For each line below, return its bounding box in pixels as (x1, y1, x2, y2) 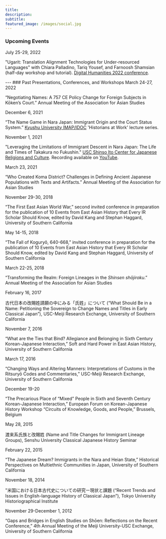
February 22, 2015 (5, 446, 43, 453)
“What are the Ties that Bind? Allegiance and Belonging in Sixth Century (5, 335, 153, 341)
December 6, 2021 (5, 109, 43, 115)
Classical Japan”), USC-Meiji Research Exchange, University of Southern (5, 311, 156, 317)
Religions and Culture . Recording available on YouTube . (5, 154, 119, 160)
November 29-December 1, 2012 (5, 507, 72, 513)
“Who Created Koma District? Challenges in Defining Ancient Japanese (5, 174, 151, 180)
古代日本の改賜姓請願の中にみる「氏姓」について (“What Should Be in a (5, 300, 152, 306)
